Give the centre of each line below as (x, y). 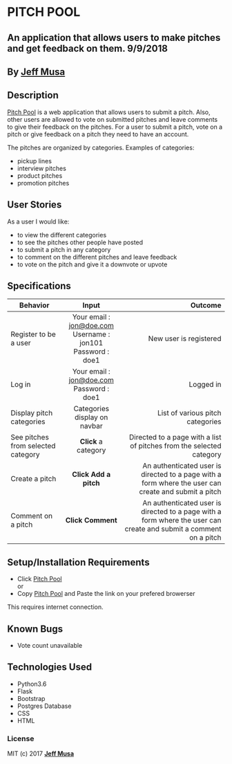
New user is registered (185, 338)
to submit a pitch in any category (64, 249)
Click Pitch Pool (39, 579)
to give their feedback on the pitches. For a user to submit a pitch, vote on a (115, 127)
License (21, 738)
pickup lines (34, 161)
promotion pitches (43, 183)
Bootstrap (31, 698)
